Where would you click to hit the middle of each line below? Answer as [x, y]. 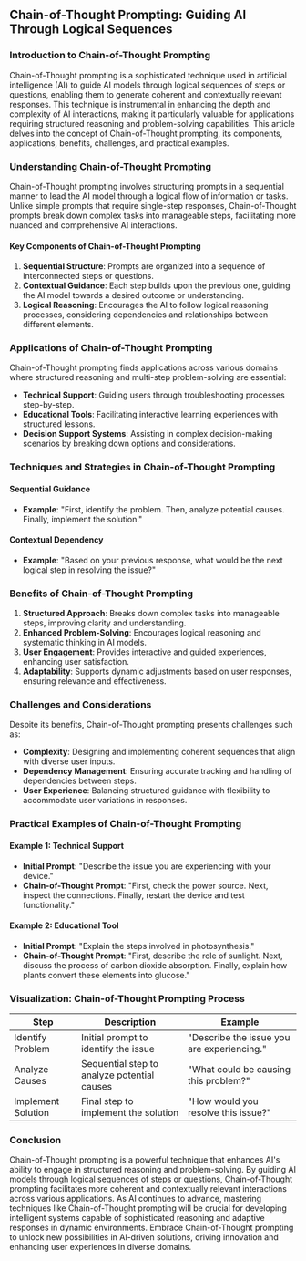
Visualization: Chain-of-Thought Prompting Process [127, 998]
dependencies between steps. [79, 781]
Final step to [107, 1101]
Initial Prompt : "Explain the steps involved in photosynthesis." [138, 946]
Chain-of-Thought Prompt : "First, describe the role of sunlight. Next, [153, 956]
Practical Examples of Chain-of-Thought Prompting [126, 824]
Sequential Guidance [50, 489]
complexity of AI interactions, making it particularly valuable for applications [152, 114]
